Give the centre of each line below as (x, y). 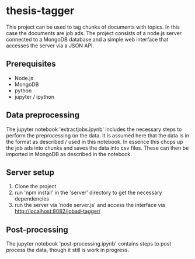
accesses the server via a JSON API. (50, 46)
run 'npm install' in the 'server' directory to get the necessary (88, 193)
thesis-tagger (40, 11)
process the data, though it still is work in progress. (68, 250)
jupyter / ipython (34, 96)
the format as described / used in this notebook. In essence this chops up (95, 141)
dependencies (32, 199)
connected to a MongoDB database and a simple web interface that (87, 39)
